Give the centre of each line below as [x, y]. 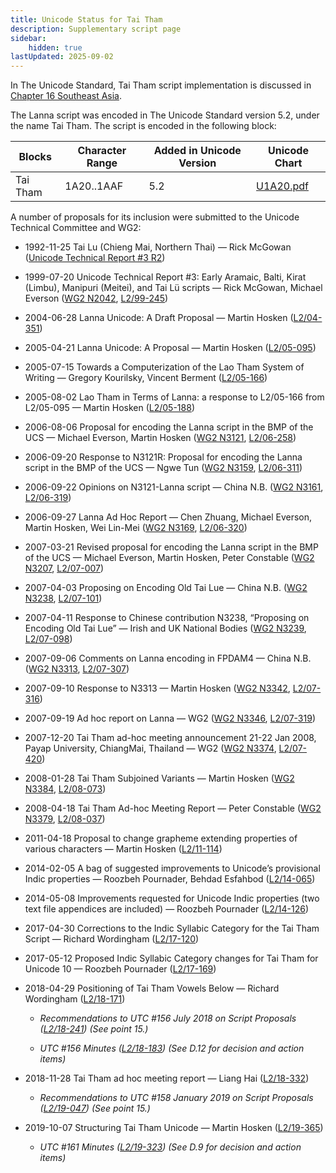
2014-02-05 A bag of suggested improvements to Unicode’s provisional [172, 868]
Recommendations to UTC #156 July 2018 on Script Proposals [168, 1018]
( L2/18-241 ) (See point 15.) [94, 1029]
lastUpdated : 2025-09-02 [62, 57]
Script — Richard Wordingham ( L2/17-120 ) [112, 939]
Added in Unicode [197, 151]
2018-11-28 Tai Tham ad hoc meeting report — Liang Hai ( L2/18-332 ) [167, 1078]
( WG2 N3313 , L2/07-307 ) [77, 669]
